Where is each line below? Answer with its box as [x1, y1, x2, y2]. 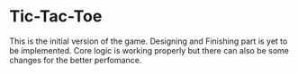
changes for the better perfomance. [9, 54, 142, 65]
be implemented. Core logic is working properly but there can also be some [9, 45, 290, 55]
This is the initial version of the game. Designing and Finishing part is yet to [9, 36, 288, 46]
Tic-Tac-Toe [9, 6, 103, 27]
